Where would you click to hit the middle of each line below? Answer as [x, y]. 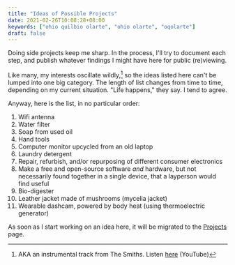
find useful [33, 183]
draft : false [27, 33]
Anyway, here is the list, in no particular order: [74, 103]
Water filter [34, 124]
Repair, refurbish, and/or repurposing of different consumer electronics [120, 161]
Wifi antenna [36, 116]
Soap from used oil [45, 131]
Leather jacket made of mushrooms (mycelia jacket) [93, 198]
